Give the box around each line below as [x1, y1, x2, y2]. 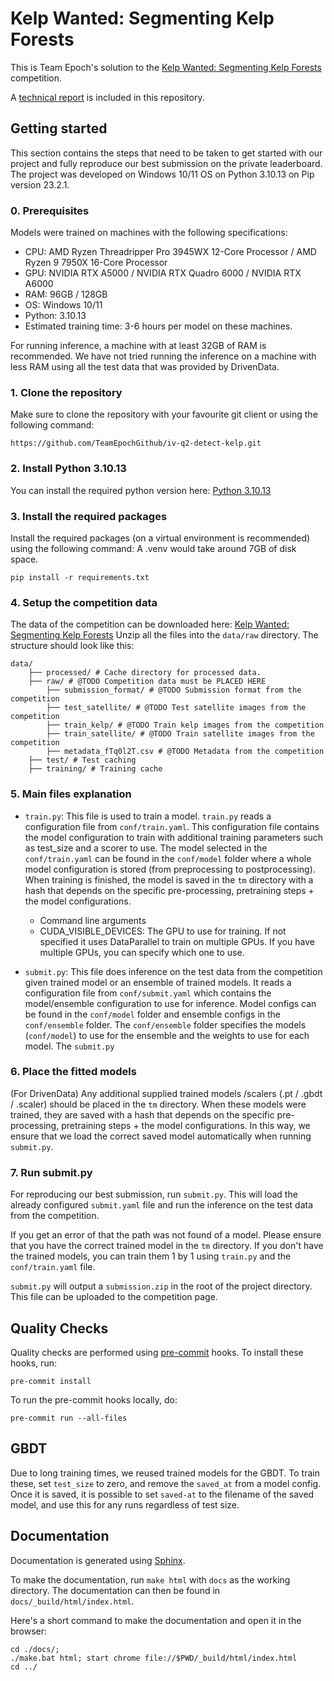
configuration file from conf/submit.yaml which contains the [24, 987, 272, 999]
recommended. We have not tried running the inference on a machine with [10, 350, 317, 362]
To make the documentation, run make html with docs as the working [10, 1573, 291, 1586]
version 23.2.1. [10, 178, 70, 191]
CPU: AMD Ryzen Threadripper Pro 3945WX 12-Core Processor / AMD [24, 246, 317, 258]
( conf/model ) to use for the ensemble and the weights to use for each [24, 1029, 310, 1041]
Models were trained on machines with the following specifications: [10, 227, 288, 239]
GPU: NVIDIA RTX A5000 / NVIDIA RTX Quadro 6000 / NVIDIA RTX [24, 267, 302, 279]
